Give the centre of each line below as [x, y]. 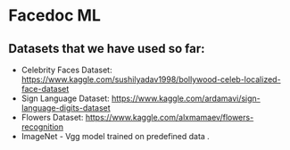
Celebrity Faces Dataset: [66, 70]
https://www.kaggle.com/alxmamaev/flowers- [170, 117]
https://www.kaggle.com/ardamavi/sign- [186, 98]
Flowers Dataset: [52, 117]
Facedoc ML [55, 16]
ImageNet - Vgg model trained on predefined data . [116, 136]
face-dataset [45, 89]
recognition [42, 127]
